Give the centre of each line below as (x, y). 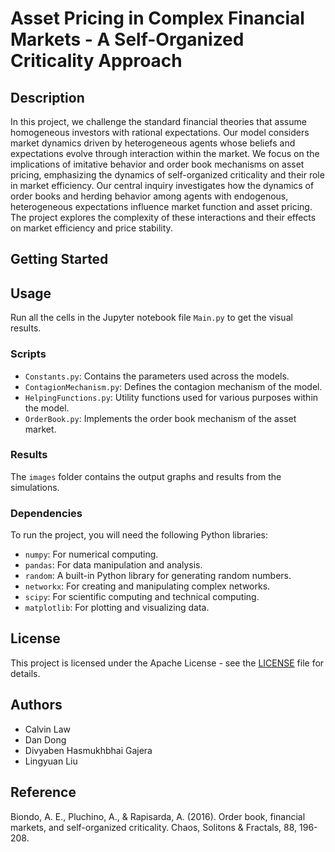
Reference (43, 792)
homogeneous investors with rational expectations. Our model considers (160, 132)
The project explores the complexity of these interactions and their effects (163, 217)
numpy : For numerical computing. (91, 554)
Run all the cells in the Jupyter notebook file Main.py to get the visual (151, 318)
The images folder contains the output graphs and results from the (146, 476)
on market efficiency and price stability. (91, 228)
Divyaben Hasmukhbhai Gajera (88, 750)
